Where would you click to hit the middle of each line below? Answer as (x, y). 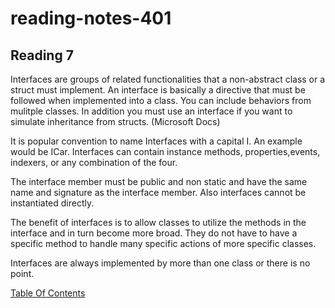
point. (22, 273)
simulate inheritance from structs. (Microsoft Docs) (115, 121)
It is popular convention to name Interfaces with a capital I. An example (156, 141)
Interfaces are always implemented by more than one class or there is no (160, 263)
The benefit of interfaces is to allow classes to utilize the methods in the (158, 222)
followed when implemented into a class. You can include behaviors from (161, 100)
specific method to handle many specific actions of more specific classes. (163, 243)
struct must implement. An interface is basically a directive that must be (158, 90)
